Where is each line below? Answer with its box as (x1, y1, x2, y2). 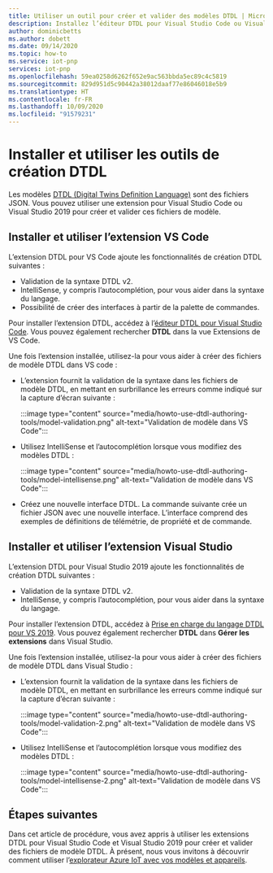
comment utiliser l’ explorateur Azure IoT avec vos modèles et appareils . (8, 855, 248, 865)
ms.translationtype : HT (8, 87, 89, 96)
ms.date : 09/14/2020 (8, 42, 79, 50)
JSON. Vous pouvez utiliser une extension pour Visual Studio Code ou (8, 198, 243, 207)
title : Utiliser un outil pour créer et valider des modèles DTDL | (8, 11, 245, 20)
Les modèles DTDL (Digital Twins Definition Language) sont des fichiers (8, 189, 249, 199)
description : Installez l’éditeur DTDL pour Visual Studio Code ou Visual (8, 20, 267, 28)
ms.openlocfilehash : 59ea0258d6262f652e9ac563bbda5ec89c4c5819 (8, 72, 227, 81)
